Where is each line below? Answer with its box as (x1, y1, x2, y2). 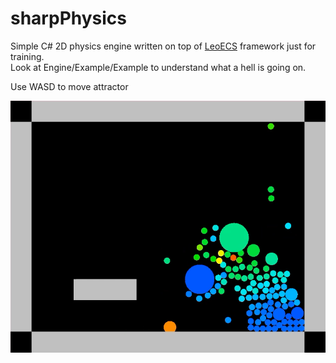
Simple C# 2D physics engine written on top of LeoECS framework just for (10, 40, 317, 52)
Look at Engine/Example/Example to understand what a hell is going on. (10, 61, 307, 73)
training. (10, 50, 45, 62)
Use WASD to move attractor (10, 80, 129, 92)
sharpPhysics (10, 7, 128, 30)
